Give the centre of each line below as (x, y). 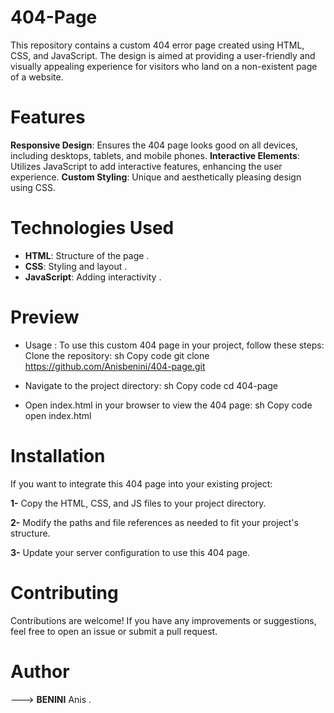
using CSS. (33, 187)
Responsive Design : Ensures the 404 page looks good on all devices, (154, 145)
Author (40, 671)
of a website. (37, 77)
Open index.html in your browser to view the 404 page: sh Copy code (168, 405)
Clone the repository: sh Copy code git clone (117, 355)
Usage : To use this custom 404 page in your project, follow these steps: (174, 345)
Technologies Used (92, 228)
